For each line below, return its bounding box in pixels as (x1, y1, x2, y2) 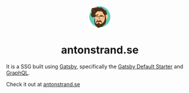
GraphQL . (6, 69, 30, 76)
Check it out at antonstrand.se (6, 81, 80, 88)
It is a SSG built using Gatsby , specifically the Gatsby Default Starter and (6, 63, 184, 70)
